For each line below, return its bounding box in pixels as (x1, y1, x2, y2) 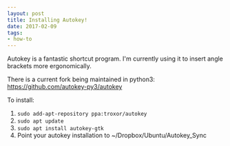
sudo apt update (17, 118, 64, 125)
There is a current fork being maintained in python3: (7, 75, 155, 83)
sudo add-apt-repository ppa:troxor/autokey (17, 111, 147, 118)
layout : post (7, 10, 45, 17)
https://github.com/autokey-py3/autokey (7, 83, 123, 91)
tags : (7, 29, 23, 36)
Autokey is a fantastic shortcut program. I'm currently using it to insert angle (7, 54, 224, 63)
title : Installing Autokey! (7, 17, 88, 23)
